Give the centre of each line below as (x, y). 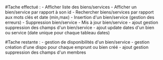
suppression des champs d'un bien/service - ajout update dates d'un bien (80, 28)
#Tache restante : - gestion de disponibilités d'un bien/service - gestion (77, 42)
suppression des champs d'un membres (46, 52)
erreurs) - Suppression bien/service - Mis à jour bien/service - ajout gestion (81, 22)
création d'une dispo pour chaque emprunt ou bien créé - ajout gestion (77, 47)
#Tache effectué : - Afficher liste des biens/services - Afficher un (71, 7)
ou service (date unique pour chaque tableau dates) (58, 33)
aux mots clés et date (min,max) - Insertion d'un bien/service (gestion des (80, 17)
